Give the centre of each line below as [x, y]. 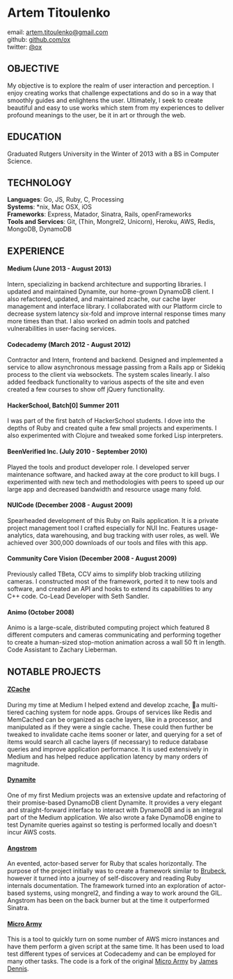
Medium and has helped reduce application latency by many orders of [108, 756]
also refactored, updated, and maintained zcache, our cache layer [102, 299]
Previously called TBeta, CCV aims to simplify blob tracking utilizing [104, 574]
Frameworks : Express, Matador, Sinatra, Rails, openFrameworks [99, 214]
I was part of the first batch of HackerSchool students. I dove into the [106, 421]
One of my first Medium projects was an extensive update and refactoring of [117, 795]
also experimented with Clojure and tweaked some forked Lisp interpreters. [115, 435]
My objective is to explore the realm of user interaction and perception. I [111, 86]
